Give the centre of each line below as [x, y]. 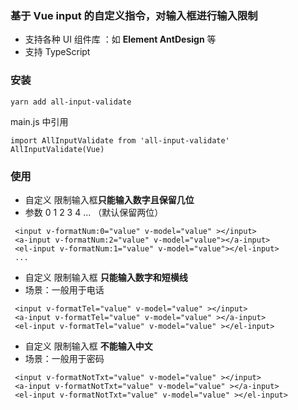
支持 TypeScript [57, 52]
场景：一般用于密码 [64, 358]
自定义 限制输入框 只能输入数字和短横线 [106, 277]
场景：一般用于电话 [64, 289]
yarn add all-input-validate [71, 102]
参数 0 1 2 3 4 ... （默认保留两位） [94, 212]
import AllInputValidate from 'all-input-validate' [120, 140]
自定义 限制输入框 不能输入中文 [88, 346]
